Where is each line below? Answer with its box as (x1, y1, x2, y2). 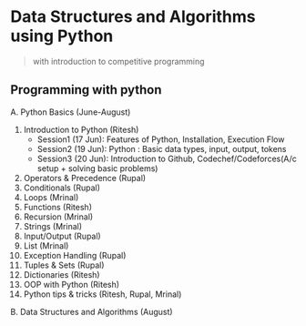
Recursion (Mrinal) (23, 211, 94, 222)
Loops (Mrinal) (23, 191, 79, 202)
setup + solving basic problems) (36, 162, 158, 174)
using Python (10, 25, 114, 46)
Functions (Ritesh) (23, 201, 92, 212)
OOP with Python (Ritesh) (23, 279, 120, 290)
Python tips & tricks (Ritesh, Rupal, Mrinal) (23, 289, 182, 300)
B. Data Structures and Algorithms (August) (10, 306, 173, 317)
